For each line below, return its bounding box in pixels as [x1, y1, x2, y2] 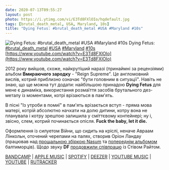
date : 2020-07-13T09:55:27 [5, 7, 62, 13]
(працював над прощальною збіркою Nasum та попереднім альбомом [5, 139, 157, 145]
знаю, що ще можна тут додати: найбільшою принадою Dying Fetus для [5, 81, 161, 88]
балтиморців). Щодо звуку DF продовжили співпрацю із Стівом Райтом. [5, 144, 161, 150]
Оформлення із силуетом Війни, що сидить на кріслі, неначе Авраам [5, 128, 154, 134]
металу [5, 93, 21, 99]
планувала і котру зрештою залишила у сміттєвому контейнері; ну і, [5, 113, 152, 119]
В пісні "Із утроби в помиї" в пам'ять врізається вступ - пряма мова [5, 102, 152, 108]
